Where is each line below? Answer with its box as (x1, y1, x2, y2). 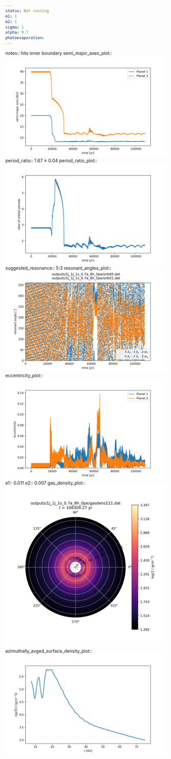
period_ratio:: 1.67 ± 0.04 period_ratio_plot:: (5, 158, 97, 164)
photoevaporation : (5, 35, 45, 41)
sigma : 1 (5, 25, 24, 30)
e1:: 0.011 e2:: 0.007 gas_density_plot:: (5, 480, 85, 486)
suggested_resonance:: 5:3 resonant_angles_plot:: (5, 265, 112, 271)
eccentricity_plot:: (5, 373, 43, 378)
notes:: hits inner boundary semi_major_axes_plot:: (5, 50, 112, 56)
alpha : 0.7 (5, 30, 29, 35)
